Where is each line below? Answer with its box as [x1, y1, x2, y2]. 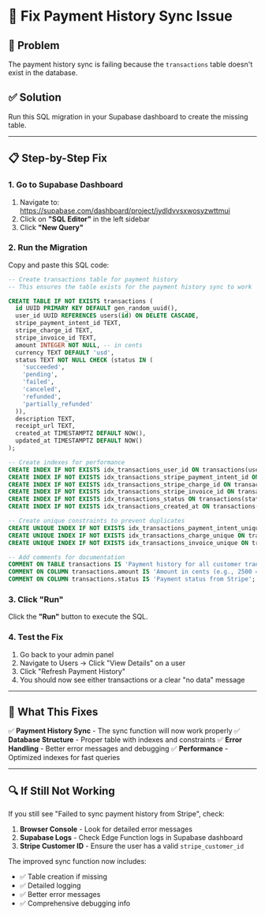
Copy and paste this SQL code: [8, 260, 110, 270]
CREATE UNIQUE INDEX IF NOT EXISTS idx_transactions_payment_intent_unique [8, 524, 263, 532]
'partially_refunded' [22, 399, 93, 408]
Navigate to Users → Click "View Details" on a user [19, 658, 186, 668]
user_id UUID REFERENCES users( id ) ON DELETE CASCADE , [15, 312, 200, 320]
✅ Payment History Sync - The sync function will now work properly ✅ [8, 726, 241, 736]
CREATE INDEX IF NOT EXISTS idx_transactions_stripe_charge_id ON [8, 480, 231, 489]
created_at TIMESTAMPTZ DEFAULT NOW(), [15, 430, 147, 437]
